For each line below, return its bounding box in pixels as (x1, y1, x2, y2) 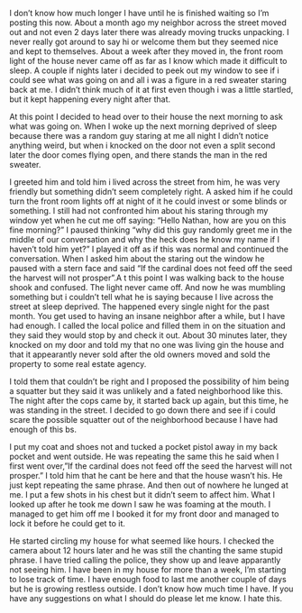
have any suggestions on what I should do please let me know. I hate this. (9, 593, 282, 603)
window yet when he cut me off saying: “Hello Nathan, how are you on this (9, 215, 287, 225)
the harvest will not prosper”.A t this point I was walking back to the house (9, 272, 285, 283)
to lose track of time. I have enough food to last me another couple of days (9, 574, 287, 584)
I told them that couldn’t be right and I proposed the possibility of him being (9, 376, 289, 387)
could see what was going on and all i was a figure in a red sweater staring (9, 75, 287, 85)
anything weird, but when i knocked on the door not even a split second (9, 140, 276, 151)
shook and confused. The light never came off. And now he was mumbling (9, 282, 286, 292)
